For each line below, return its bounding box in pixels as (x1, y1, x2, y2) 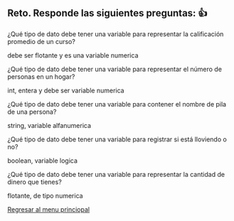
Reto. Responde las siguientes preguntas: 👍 (7, 7, 208, 19)
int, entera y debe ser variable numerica (7, 86, 124, 95)
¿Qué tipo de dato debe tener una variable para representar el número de (7, 65, 223, 73)
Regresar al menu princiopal (7, 205, 90, 213)
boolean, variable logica (7, 156, 78, 165)
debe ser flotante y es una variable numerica (7, 50, 139, 60)
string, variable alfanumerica (7, 121, 91, 129)
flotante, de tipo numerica (7, 191, 83, 200)
